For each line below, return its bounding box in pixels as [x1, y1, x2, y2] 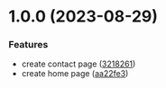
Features [8, 39, 49, 51]
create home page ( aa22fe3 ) [21, 68, 129, 79]
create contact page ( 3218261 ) [21, 58, 136, 69]
